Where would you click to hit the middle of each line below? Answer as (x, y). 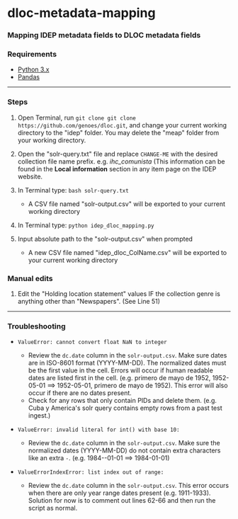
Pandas (29, 77)
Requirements (32, 55)
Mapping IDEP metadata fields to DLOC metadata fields (104, 35)
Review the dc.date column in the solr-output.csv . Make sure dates (127, 355)
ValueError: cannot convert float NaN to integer (92, 342)
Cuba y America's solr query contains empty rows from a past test (125, 408)
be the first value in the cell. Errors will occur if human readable (121, 370)
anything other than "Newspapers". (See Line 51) (89, 301)
